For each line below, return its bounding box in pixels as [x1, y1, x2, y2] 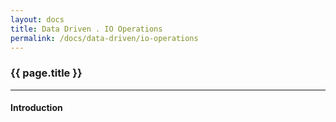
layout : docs [10, 14, 65, 25]
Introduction [10, 102, 63, 114]
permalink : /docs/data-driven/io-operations [10, 33, 199, 43]
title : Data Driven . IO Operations [10, 24, 163, 34]
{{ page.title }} [10, 66, 83, 80]
